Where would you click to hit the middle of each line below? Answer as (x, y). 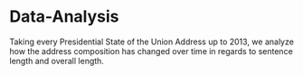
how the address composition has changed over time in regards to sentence (151, 51)
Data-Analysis (64, 17)
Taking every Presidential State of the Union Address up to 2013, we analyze (151, 42)
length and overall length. (57, 61)
